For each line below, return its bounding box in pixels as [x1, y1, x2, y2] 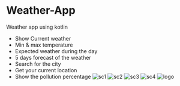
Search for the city [14, 60, 61, 67]
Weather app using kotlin [6, 23, 68, 30]
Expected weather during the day [14, 47, 98, 54]
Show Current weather [14, 35, 71, 42]
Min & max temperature [14, 41, 73, 48]
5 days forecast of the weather [14, 54, 91, 61]
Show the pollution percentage [14, 73, 91, 80]
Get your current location [14, 66, 77, 73]
